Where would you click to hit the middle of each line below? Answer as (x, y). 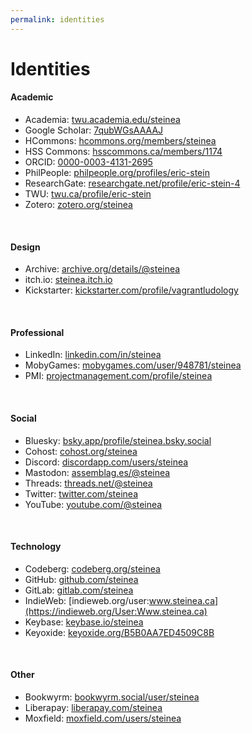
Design (25, 247)
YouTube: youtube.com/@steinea (93, 504)
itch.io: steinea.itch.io (68, 280)
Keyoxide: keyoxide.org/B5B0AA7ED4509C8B (119, 632)
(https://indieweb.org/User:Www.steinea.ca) (116, 611)
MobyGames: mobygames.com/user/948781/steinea (133, 365)
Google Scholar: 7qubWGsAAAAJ (94, 130)
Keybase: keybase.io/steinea (84, 622)
